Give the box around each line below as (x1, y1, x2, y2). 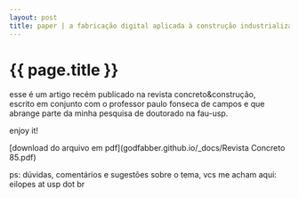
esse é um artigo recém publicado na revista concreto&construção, (9, 89, 256, 100)
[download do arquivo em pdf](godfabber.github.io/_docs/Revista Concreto (9, 143, 286, 153)
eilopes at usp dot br (9, 179, 85, 190)
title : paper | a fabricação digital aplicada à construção (9, 21, 238, 30)
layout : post (9, 12, 58, 22)
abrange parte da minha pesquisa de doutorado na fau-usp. (9, 108, 229, 119)
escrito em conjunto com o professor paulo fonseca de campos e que (9, 99, 265, 110)
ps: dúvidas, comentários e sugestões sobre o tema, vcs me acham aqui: (9, 169, 278, 180)
